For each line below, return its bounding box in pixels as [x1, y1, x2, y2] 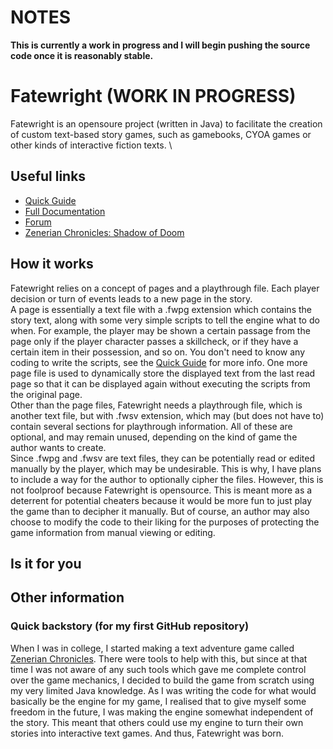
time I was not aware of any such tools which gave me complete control [10, 663, 307, 675]
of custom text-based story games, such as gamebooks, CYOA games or [10, 128, 312, 140]
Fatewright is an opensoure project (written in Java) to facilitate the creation [10, 117, 323, 130]
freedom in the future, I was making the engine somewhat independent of [10, 706, 314, 718]
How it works [10, 256, 94, 273]
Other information [10, 589, 125, 606]
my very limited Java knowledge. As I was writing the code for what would [10, 684, 317, 696]
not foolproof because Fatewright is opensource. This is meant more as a [10, 484, 313, 496]
